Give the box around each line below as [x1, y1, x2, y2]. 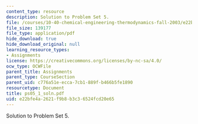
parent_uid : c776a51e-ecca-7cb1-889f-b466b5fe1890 [6, 80, 133, 86]
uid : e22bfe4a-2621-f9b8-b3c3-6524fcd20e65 [6, 96, 115, 102]
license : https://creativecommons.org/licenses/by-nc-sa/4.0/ [6, 58, 162, 63]
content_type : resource [6, 8, 65, 15]
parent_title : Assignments [6, 69, 72, 75]
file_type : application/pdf [6, 31, 75, 36]
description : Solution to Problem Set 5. [6, 14, 110, 20]
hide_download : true [6, 36, 57, 42]
